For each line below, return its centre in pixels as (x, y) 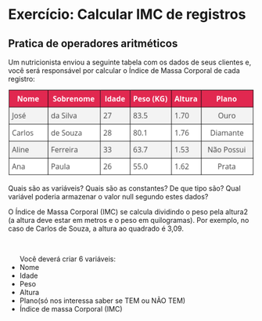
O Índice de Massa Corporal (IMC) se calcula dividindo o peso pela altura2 (128, 212)
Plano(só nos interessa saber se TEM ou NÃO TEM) (102, 301)
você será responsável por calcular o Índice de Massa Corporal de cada (124, 71)
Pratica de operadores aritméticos (93, 44)
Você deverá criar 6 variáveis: (67, 259)
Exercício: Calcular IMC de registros (127, 15)
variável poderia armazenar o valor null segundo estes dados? (108, 197)
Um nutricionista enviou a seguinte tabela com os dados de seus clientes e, (130, 62)
